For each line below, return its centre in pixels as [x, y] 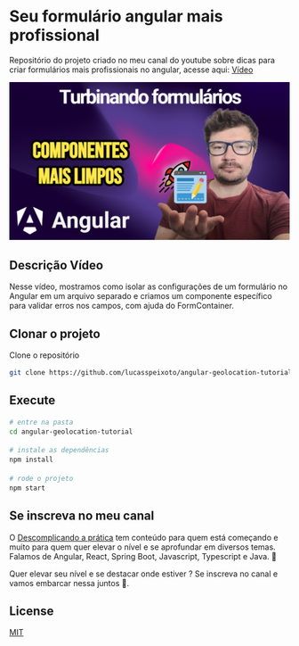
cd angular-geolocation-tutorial [71, 431]
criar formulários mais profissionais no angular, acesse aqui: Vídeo [131, 70]
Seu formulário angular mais [116, 17]
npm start [28, 488]
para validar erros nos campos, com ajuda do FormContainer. [121, 306]
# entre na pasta [41, 422]
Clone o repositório [44, 355]
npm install [31, 460]
